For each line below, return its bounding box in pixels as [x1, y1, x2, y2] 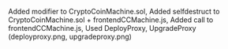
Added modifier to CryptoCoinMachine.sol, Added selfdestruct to [8, 7, 220, 16]
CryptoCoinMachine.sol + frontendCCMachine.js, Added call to [8, 15, 214, 24]
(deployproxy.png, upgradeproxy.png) [8, 32, 133, 41]
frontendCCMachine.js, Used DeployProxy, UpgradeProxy [8, 24, 196, 32]
